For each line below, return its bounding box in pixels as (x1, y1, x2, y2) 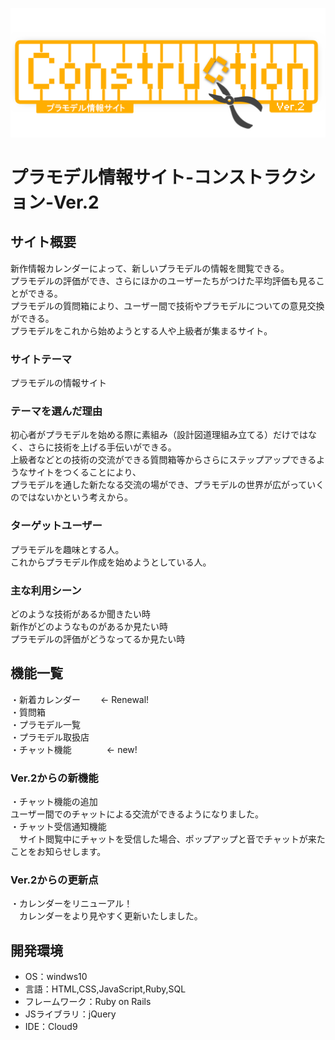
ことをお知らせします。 (10, 846, 107, 858)
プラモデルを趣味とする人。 (10, 543, 125, 555)
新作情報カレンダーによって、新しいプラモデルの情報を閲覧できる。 (10, 262, 290, 274)
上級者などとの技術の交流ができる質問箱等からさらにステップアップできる (10, 454, 317, 466)
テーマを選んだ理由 (10, 404, 103, 418)
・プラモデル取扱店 (10, 731, 90, 743)
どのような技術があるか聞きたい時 (10, 608, 151, 620)
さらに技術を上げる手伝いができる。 (27, 441, 177, 453)
